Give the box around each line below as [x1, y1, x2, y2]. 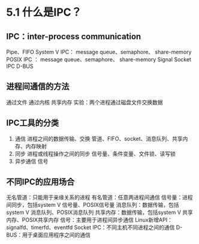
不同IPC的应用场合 [6, 177, 75, 187]
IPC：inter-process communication [6, 31, 141, 41]
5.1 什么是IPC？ [6, 5, 82, 19]
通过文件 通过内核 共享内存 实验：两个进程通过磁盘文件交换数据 [6, 99, 163, 106]
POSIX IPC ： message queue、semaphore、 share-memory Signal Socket [6, 56, 192, 63]
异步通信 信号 [14, 157, 49, 165]
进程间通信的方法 [6, 82, 70, 92]
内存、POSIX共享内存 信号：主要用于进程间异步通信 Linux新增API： [6, 216, 173, 224]
